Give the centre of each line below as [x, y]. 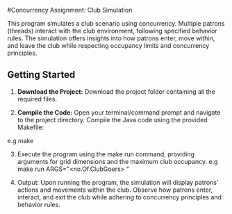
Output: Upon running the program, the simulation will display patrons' [118, 182]
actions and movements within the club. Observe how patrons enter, [115, 190]
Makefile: [30, 127]
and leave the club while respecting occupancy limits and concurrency [108, 46]
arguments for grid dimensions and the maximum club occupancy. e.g [117, 161]
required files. [37, 99]
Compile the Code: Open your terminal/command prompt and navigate [119, 112]
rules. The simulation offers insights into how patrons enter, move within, [111, 38]
